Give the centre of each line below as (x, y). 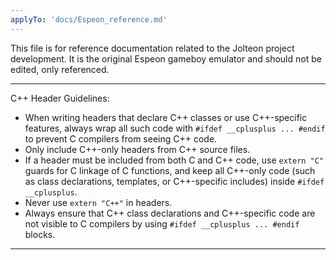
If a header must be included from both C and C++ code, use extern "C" (174, 160)
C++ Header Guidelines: (60, 98)
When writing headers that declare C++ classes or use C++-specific (166, 117)
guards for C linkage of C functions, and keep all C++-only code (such (170, 170)
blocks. (40, 234)
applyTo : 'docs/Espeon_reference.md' (89, 19)
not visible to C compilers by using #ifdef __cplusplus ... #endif (162, 223)
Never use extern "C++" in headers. (98, 202)
